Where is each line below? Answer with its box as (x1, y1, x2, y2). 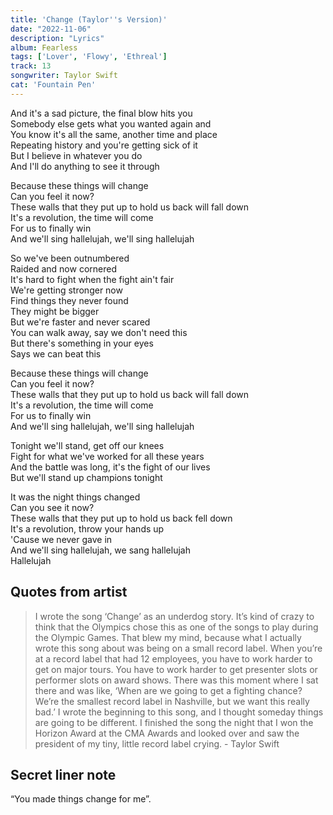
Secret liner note (10, 766, 117, 783)
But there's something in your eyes (10, 337, 154, 349)
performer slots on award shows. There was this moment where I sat (34, 674, 319, 686)
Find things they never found (10, 294, 129, 306)
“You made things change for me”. (10, 793, 152, 805)
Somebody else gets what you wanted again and (10, 117, 212, 130)
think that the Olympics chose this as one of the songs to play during (34, 621, 319, 633)
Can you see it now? (10, 501, 95, 513)
